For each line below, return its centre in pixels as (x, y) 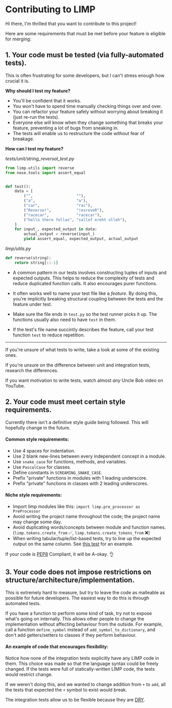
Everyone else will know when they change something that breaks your (88, 122)
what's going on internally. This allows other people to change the (75, 618)
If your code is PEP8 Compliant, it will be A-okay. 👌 (60, 554)
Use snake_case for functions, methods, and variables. (70, 461)
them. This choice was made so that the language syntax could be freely (82, 663)
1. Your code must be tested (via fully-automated (84, 55)
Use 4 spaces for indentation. (44, 450)
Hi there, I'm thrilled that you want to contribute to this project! (71, 24)
